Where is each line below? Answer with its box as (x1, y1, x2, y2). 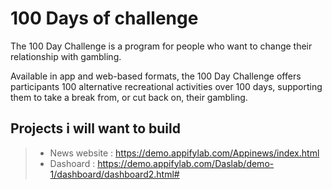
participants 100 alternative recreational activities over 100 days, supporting (10, 80, 323, 92)
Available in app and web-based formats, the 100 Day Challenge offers (10, 70, 302, 82)
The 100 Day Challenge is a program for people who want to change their (10, 40, 313, 52)
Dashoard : (49, 157, 96, 169)
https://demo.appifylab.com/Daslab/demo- (97, 157, 275, 169)
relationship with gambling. (10, 50, 122, 62)
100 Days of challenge (10, 7, 199, 30)
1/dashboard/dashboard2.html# (49, 168, 180, 180)
